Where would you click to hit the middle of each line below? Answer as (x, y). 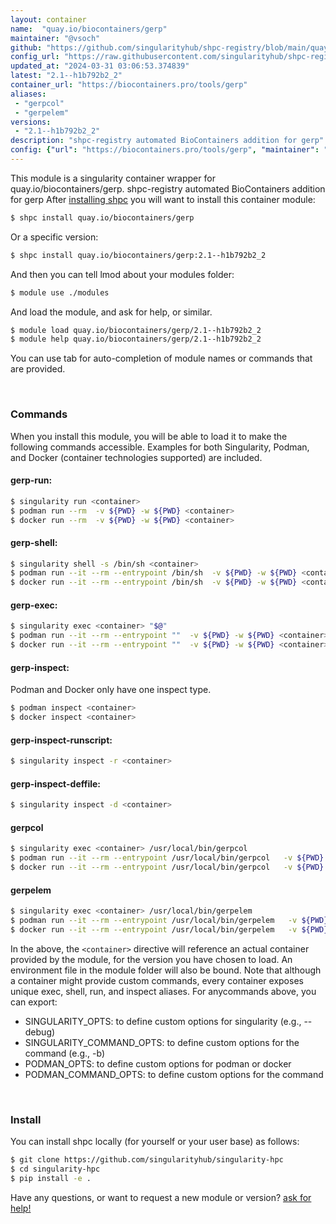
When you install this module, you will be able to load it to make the (149, 436)
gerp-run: (31, 480)
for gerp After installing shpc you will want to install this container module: (163, 199)
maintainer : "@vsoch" (55, 38)
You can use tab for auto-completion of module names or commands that (161, 358)
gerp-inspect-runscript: (61, 740)
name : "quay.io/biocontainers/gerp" (89, 29)
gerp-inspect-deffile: (56, 783)
